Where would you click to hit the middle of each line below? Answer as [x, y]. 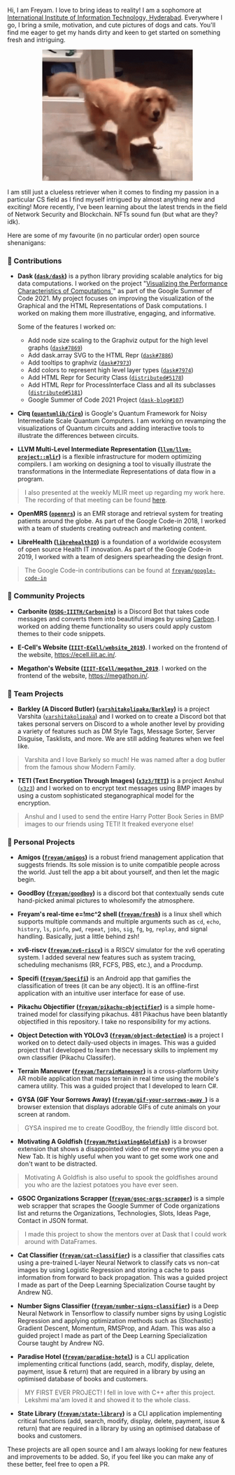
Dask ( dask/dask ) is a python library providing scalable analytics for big [120, 276]
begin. [27, 880]
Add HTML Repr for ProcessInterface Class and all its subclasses [122, 385]
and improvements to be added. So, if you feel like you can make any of [111, 1457]
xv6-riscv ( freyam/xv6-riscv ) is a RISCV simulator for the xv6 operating [121, 950]
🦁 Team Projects [36, 693]
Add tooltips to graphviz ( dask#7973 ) [79, 362]
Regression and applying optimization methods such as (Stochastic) [115, 1321]
